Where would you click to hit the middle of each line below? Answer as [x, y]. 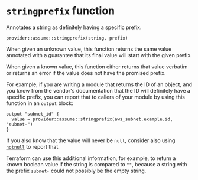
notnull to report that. [33, 146]
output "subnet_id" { [33, 114]
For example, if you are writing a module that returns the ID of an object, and [99, 84]
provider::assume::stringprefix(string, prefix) [67, 38]
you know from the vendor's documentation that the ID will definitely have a [98, 90]
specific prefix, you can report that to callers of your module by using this [95, 97]
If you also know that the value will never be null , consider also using [91, 140]
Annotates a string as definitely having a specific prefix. [74, 27]
